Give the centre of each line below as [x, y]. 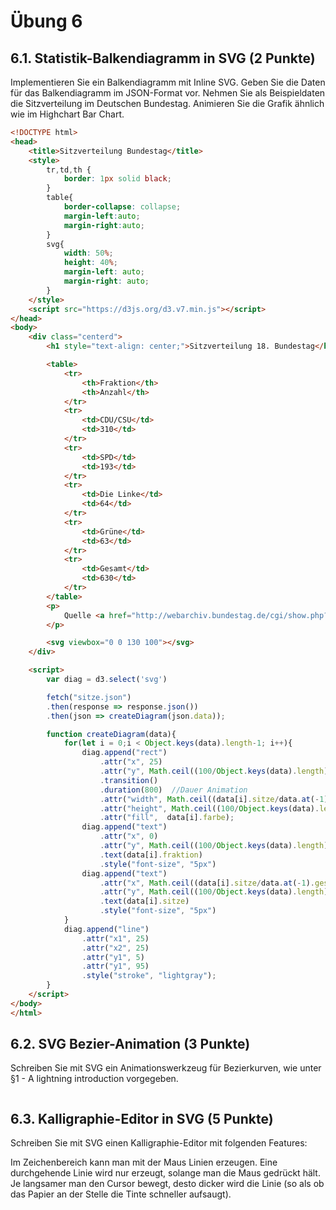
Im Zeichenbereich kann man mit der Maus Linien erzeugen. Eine [144, 1162]
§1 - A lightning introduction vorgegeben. [94, 1079]
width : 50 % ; [88, 253]
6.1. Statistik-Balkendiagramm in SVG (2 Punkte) [163, 58]
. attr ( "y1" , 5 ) [113, 957]
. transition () [129, 780]
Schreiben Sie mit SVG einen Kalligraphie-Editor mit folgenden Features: [159, 1143]
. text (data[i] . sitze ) [144, 901]
